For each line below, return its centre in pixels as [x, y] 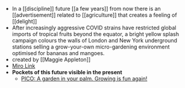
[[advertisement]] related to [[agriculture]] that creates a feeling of [94, 15]
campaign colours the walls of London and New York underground [95, 40]
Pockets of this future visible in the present [67, 72]
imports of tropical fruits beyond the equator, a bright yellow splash [96, 34]
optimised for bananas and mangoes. [58, 53]
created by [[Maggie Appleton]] [51, 60]
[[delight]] [24, 21]
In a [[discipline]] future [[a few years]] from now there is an [86, 9]
